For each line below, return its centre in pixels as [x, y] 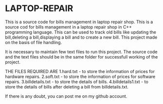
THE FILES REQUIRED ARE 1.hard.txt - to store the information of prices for [80, 71]
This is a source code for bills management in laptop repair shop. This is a [79, 22]
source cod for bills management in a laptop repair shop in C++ [69, 27]
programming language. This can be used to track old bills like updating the [81, 32]
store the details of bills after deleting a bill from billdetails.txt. [67, 87]
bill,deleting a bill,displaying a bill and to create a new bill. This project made [81, 37]
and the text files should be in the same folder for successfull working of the [81, 57]
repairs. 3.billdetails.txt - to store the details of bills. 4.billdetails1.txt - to [77, 82]
